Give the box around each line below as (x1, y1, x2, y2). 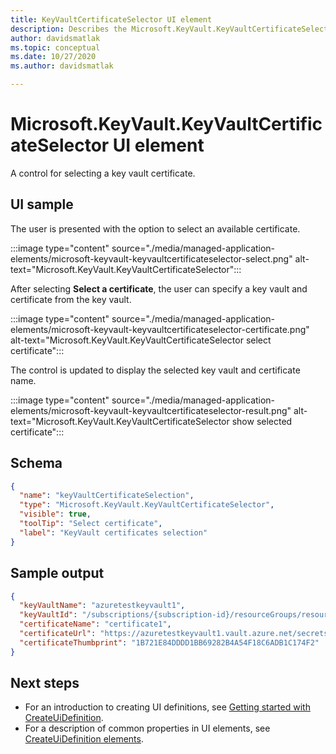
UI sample (10, 196, 74, 213)
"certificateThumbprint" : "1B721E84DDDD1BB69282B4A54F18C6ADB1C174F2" (19, 637, 320, 648)
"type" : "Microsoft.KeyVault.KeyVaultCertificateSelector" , (19, 500, 275, 510)
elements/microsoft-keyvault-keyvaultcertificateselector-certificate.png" (10, 323, 310, 335)
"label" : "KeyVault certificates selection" (19, 527, 208, 538)
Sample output (10, 565, 105, 582)
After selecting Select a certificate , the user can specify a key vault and (10, 282, 308, 295)
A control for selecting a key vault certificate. (10, 167, 196, 179)
